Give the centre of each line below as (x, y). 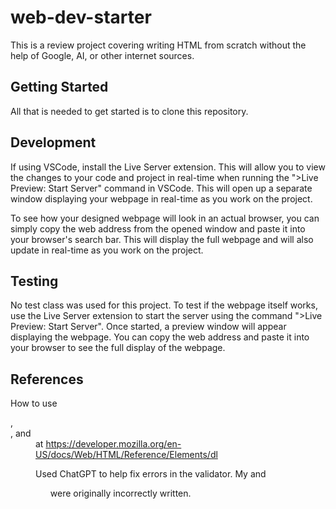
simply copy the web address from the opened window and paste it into (158, 228)
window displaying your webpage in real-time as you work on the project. (161, 198)
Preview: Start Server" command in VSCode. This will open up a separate (161, 188)
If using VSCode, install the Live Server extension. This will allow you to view (168, 167)
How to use (34, 403)
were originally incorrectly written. (120, 493)
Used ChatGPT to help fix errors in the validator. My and (151, 474)
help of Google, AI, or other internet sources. (102, 55)
